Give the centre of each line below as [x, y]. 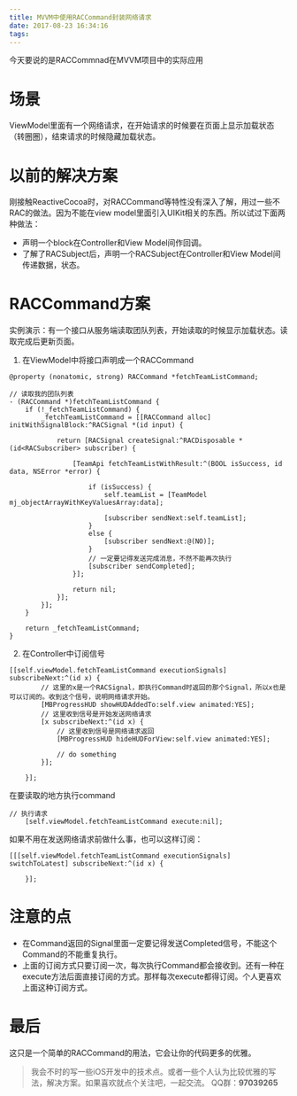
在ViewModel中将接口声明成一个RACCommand [108, 361]
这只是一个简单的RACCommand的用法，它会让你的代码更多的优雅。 [133, 1053]
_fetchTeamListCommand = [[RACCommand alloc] [126, 417]
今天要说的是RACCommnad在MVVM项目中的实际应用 [107, 60]
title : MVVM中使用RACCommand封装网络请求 [80, 17]
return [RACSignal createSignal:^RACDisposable [146, 441]
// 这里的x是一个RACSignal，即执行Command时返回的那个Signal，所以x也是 [164, 688]
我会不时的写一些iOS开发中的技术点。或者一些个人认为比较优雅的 [149, 1072]
